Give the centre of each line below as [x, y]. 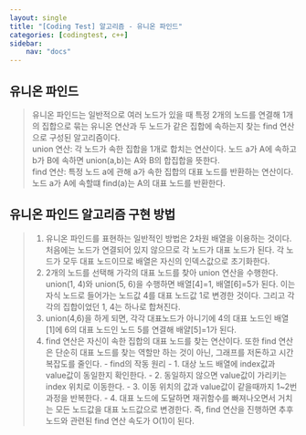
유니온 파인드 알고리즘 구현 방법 [93, 215]
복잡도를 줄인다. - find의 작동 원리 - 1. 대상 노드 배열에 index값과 [160, 363]
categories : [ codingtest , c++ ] [69, 35]
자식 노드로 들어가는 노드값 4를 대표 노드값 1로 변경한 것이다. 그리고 [165, 295]
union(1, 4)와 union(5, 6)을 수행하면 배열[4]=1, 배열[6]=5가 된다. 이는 [170, 284]
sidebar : [26, 43]
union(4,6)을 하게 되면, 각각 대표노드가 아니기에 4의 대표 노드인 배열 [167, 318]
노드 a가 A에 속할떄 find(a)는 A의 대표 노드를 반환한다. [128, 182]
